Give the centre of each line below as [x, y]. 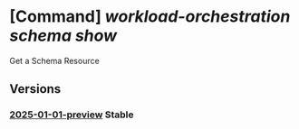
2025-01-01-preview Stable [72, 115]
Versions [35, 89]
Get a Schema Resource [54, 60]
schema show [63, 36]
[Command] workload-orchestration [150, 17]
